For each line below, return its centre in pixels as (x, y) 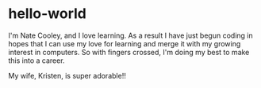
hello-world (48, 14)
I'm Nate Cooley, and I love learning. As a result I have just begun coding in (130, 35)
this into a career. (36, 60)
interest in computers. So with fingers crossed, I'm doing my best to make (129, 52)
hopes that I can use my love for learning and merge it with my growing (125, 43)
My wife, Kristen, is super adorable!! (67, 75)
